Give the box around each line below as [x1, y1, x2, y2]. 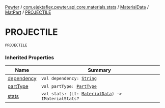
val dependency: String [41, 76, 97, 81]
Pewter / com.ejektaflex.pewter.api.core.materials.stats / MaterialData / [5, 4, 149, 10]
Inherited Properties [5, 54, 54, 61]
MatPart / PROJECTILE [5, 9, 52, 15]
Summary [87, 67, 111, 74]
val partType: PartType [41, 83, 97, 89]
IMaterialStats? [41, 96, 80, 102]
